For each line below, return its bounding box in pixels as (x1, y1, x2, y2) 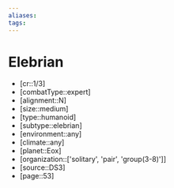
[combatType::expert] (19, 88, 91, 97)
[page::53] (19, 171, 55, 181)
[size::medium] (19, 104, 69, 114)
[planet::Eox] (19, 146, 62, 156)
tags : (8, 19, 26, 27)
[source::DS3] (19, 163, 66, 172)
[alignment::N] (19, 96, 67, 105)
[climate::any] (19, 137, 65, 147)
